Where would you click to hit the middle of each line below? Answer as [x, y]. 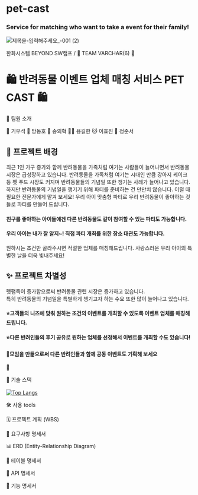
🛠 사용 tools [21, 405]
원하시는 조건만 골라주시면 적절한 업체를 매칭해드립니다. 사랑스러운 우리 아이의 [96, 248]
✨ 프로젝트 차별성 [36, 276]
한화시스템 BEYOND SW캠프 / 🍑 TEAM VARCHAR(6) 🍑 [70, 53]
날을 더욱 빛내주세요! [41, 256]
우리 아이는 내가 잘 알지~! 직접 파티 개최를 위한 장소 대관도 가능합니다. [85, 234]
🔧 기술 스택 [19, 380]
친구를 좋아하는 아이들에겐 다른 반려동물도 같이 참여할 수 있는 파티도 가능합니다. [97, 219]
